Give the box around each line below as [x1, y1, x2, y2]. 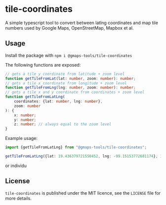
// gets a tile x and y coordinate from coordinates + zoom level [5, 90, 145, 95]
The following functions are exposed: [5, 62, 81, 68]
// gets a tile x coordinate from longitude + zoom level [5, 80, 127, 86]
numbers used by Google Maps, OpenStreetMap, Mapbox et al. [5, 25, 134, 31]
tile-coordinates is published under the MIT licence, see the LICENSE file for [5, 190, 161, 196]
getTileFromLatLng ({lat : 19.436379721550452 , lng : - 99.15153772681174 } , [5, 154, 158, 159]
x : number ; [14, 112, 37, 118]
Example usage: [5, 136, 38, 141]
